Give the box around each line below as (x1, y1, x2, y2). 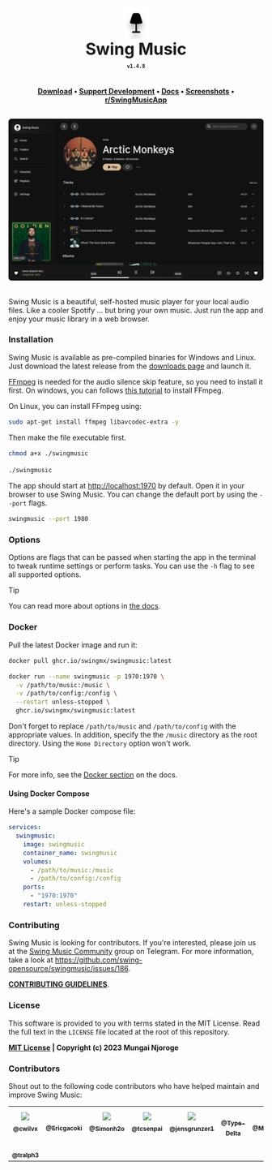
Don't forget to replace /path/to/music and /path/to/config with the (8, 721, 236, 731)
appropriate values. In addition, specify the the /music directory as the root (8, 730, 257, 740)
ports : (23, 883, 45, 892)
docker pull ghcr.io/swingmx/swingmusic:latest (8, 656, 172, 665)
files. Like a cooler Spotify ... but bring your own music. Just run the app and (8, 305, 264, 315)
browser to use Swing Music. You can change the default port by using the (8, 489, 258, 500)
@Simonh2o (88, 1125, 125, 1133)
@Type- (221, 1119, 245, 1127)
